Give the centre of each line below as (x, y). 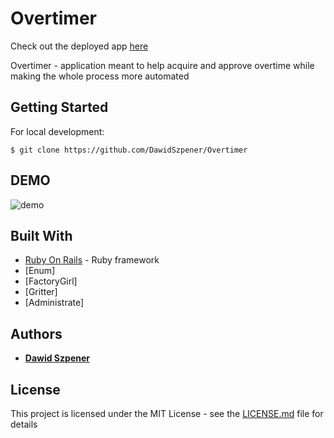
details (24, 424)
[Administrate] (54, 303)
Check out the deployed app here (79, 46)
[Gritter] (41, 292)
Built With (41, 235)
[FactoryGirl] (51, 281)
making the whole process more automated (100, 76)
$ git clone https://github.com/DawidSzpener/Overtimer (129, 150)
